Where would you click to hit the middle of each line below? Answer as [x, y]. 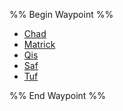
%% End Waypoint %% [57, 95]
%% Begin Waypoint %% [61, 14]
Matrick [39, 44]
